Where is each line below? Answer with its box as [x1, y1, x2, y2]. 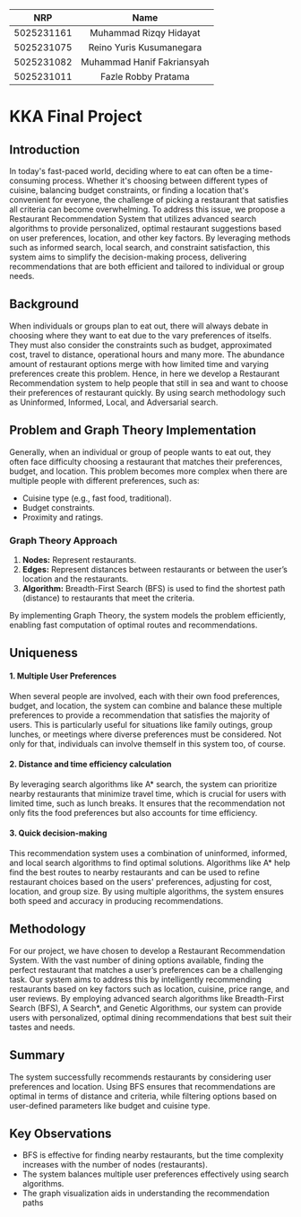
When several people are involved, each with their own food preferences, [9, 690, 280, 701]
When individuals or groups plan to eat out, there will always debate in [9, 320, 269, 331]
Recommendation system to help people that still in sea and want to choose [9, 377, 288, 389]
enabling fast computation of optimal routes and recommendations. [9, 619, 258, 630]
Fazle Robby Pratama [99, 71, 190, 83]
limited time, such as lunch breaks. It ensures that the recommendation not [9, 798, 286, 809]
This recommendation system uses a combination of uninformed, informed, [9, 847, 288, 858]
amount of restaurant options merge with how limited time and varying [9, 358, 269, 369]
